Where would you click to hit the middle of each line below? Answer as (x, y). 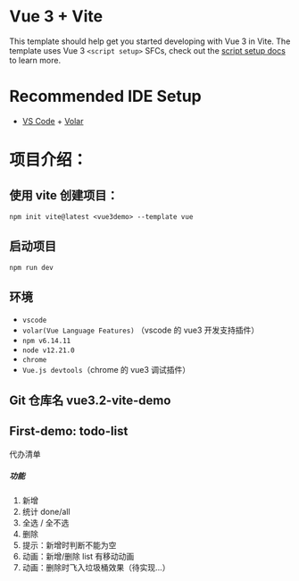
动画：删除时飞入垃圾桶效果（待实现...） (96, 567)
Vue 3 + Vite (56, 17)
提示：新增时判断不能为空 (69, 545)
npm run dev (31, 267)
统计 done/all (46, 511)
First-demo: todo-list (69, 431)
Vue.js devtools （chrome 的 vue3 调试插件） (106, 369)
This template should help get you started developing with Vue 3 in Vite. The (150, 41)
